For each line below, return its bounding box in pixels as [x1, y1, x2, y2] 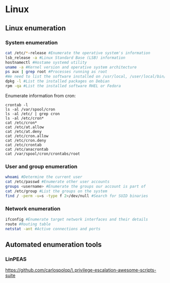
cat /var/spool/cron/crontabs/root [5, 151, 80, 156]
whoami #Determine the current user [5, 174, 82, 180]
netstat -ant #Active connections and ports [5, 226, 101, 231]
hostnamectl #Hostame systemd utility [5, 60, 87, 65]
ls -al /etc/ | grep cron [5, 111, 60, 116]
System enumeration [5, 39, 58, 46]
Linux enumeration [5, 24, 66, 32]
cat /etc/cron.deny [5, 138, 47, 143]
